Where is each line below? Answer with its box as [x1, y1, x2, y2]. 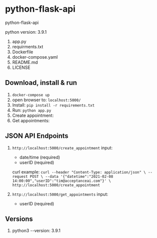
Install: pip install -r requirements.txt [12, 102, 95, 108]
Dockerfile [12, 49, 33, 55]
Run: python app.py [12, 107, 51, 113]
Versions [5, 215, 33, 223]
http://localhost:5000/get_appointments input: [12, 191, 109, 197]
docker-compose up [12, 92, 50, 97]
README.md [12, 59, 38, 65]
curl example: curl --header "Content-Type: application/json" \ [12, 169, 146, 174]
